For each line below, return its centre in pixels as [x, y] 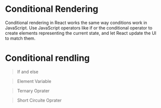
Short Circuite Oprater [39, 100]
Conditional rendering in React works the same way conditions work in [76, 23]
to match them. [20, 38]
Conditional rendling [47, 58]
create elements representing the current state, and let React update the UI [81, 33]
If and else [28, 72]
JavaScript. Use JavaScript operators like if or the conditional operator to [79, 27]
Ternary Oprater [33, 91]
